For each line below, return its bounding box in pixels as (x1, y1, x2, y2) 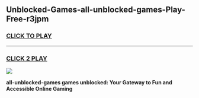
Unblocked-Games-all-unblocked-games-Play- (6, 5, 185, 15)
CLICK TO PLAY (6, 32, 52, 40)
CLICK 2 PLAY (6, 54, 47, 62)
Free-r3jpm (6, 14, 49, 24)
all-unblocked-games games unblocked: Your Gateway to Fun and (6, 78, 173, 86)
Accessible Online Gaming (6, 85, 73, 92)
